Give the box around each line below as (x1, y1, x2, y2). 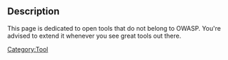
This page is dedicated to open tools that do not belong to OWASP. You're (7, 24, 221, 32)
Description (7, 6, 60, 17)
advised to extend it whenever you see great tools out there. (7, 31, 182, 40)
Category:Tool (7, 45, 48, 53)
